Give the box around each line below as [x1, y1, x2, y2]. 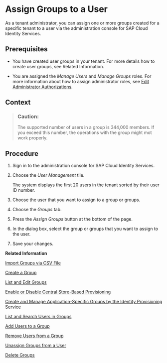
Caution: [17, 113, 39, 120]
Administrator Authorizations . [12, 84, 73, 90]
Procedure [5, 149, 39, 158]
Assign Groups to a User [5, 3, 108, 15]
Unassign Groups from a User [5, 343, 66, 349]
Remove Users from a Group [5, 333, 64, 339]
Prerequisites [5, 45, 48, 53]
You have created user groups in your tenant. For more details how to [12, 58, 155, 64]
